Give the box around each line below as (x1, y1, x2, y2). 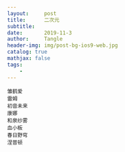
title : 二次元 (7, 17, 60, 23)
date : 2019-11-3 (7, 29, 72, 36)
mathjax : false (7, 55, 51, 62)
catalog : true (7, 49, 48, 56)
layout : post (7, 10, 57, 17)
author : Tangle (7, 36, 63, 43)
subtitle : (7, 23, 36, 30)
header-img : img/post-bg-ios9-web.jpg (7, 42, 118, 49)
